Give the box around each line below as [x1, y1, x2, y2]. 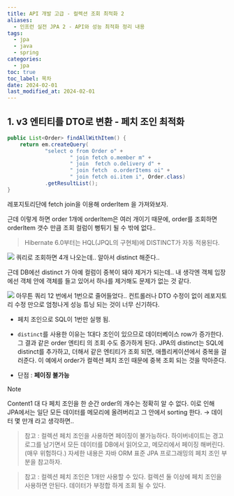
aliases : [7, 17, 33, 24]
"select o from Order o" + [44, 147, 124, 154]
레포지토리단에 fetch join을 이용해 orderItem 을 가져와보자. [7, 200, 169, 208]
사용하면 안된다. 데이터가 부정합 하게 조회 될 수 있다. [24, 481, 166, 489]
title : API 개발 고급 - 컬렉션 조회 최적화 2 [7, 10, 124, 17]
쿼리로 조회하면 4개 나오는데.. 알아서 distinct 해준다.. [15, 253, 160, 262]
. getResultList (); [44, 180, 98, 187]
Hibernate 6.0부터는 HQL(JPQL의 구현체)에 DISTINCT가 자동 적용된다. [24, 238, 220, 246]
